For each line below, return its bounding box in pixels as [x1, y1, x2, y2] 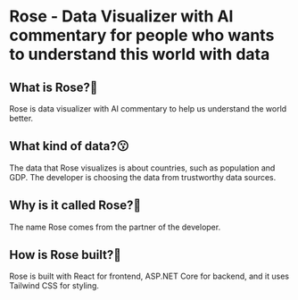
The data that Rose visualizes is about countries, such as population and [9, 162, 276, 173]
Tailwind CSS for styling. [9, 280, 100, 291]
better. [9, 113, 34, 123]
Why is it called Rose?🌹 [9, 198, 141, 213]
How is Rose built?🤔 [9, 247, 122, 262]
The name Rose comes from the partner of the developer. [9, 221, 221, 232]
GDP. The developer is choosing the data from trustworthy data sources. [9, 171, 277, 182]
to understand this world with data [9, 45, 270, 64]
